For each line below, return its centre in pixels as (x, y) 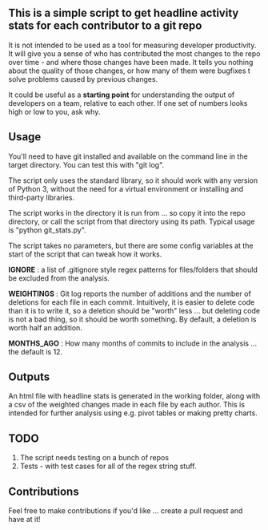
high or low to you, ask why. (54, 111)
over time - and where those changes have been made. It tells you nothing (131, 62)
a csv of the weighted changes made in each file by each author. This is (127, 405)
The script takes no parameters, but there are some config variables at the (131, 245)
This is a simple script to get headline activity (124, 13)
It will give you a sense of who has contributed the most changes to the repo (134, 53)
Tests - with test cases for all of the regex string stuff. (108, 466)
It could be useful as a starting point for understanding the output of (122, 95)
